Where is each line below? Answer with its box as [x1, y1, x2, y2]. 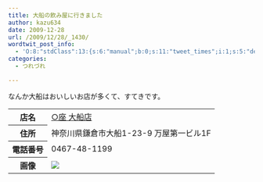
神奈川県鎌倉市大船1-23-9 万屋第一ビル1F [51, 127, 211, 138]
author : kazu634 [8, 19, 61, 27]
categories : [8, 55, 47, 63]
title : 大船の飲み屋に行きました [8, 11, 103, 20]
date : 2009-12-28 [8, 26, 65, 34]
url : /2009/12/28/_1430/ [8, 33, 89, 41]
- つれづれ [15, 62, 45, 70]
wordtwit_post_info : [8, 41, 76, 48]
